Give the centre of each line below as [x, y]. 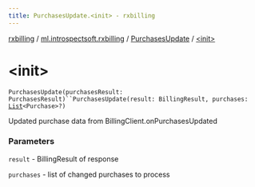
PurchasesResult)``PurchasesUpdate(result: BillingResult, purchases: [128, 99]
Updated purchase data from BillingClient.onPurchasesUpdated [113, 121]
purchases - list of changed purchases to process [89, 174]
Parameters [31, 141]
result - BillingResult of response [64, 159]
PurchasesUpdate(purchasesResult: [66, 92]
